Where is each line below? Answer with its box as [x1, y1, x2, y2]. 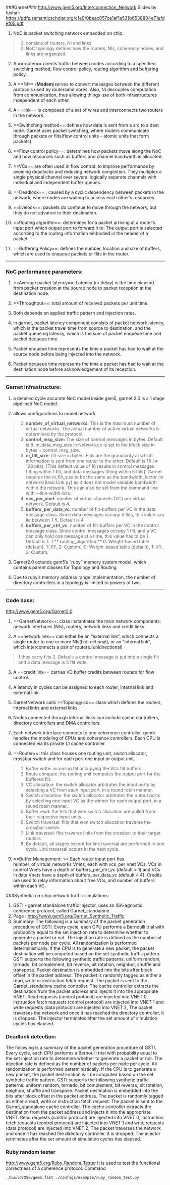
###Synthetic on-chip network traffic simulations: [6, 892, 109, 898]
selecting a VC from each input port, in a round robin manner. [25, 786, 153, 793]
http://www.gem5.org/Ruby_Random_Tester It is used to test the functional [6, 1160, 160, 1166]
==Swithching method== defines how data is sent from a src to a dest [13, 122, 159, 128]
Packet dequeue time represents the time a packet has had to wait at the [13, 361, 164, 367]
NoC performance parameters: [6, 268, 83, 275]
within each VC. [13, 883, 46, 889]
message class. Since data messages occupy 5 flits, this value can [25, 511, 164, 517]
